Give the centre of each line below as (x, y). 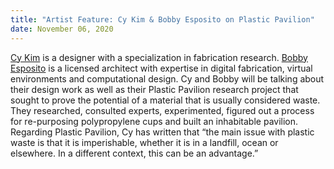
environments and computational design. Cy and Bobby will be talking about (167, 78)
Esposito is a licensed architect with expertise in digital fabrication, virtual (161, 68)
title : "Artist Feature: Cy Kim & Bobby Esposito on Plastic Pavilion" (162, 19)
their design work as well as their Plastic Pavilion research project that (154, 89)
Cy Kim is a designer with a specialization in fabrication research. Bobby (159, 57)
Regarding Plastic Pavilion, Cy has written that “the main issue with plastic (162, 132)
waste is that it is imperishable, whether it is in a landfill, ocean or (144, 142)
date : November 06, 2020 (62, 29)
